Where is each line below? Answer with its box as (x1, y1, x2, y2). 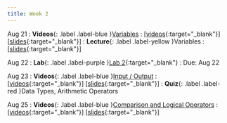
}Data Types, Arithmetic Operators (18, 86, 118, 95)
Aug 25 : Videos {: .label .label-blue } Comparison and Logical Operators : (7, 100, 219, 109)
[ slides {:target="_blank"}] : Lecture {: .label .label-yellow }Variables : (7, 37, 205, 46)
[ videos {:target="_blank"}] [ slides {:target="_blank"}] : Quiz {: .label (7, 79, 200, 88)
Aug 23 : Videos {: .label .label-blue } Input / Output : (7, 72, 157, 80)
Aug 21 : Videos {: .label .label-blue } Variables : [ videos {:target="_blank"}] (7, 30, 221, 38)
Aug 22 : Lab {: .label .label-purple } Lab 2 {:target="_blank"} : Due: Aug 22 (7, 58, 220, 67)
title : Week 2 (7, 10, 49, 18)
